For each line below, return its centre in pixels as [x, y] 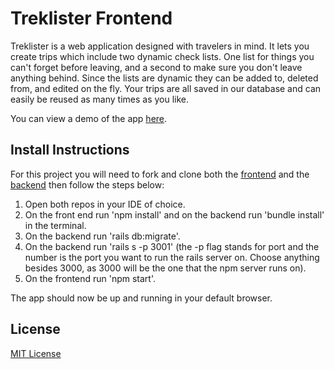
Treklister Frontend [91, 18]
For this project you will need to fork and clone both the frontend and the [160, 174]
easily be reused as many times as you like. [100, 99]
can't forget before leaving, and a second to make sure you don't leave [156, 67]
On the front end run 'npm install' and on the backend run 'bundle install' [174, 214]
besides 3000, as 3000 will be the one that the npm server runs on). [165, 268]
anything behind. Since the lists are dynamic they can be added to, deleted [164, 78]
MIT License [36, 353]
